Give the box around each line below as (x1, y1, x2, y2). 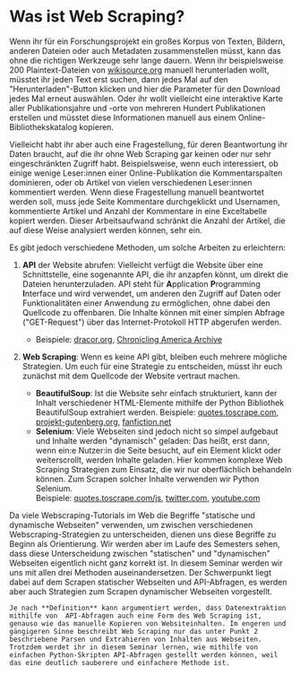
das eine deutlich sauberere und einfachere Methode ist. (9, 658, 230, 667)
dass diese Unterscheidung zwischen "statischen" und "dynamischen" (9, 548, 271, 558)
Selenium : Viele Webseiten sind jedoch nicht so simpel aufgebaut (35, 426, 279, 437)
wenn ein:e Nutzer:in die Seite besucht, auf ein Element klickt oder (35, 445, 282, 455)
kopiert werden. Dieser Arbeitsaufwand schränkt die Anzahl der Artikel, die (9, 215, 286, 226)
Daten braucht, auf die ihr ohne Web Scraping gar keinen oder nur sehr (9, 148, 271, 159)
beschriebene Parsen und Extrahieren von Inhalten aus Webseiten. (9, 635, 262, 644)
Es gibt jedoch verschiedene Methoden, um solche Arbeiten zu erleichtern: (9, 242, 287, 253)
